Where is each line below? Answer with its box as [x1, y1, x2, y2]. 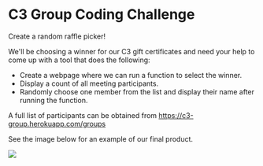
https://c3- [158, 110, 194, 120]
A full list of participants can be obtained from [8, 110, 157, 120]
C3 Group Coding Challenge [8, 6, 195, 24]
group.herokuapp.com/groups [8, 119, 106, 128]
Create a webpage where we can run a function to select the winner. [19, 70, 243, 79]
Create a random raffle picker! [8, 31, 106, 41]
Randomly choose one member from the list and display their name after [19, 87, 254, 96]
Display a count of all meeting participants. [19, 79, 159, 88]
